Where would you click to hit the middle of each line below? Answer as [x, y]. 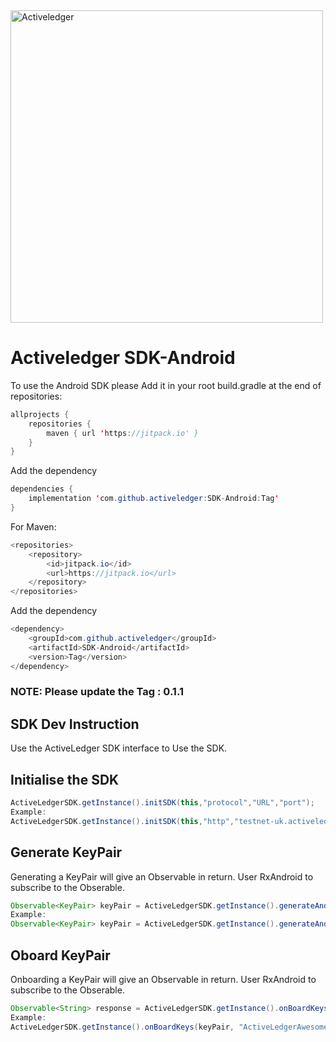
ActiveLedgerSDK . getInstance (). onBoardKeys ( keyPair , [122, 1027]
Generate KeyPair [66, 852]
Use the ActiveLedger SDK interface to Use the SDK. [119, 748]
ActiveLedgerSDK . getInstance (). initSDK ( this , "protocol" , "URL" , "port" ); [162, 803]
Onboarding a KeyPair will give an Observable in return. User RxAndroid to [163, 979]
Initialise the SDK [65, 779]
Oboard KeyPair [60, 955]
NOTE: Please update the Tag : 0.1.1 [97, 692]
